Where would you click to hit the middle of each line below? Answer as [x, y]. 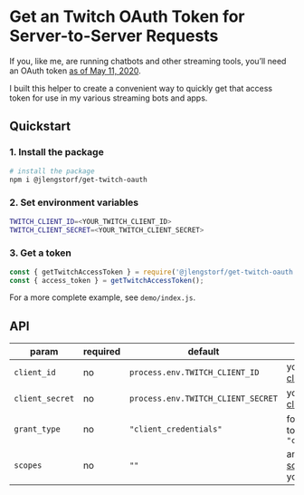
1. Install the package [57, 152]
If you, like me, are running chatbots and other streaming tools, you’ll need [148, 61]
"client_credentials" [176, 429]
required [102, 352]
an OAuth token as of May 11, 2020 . [76, 71]
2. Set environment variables [74, 203]
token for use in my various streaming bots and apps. [109, 98]
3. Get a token [41, 253]
